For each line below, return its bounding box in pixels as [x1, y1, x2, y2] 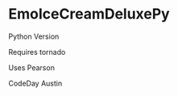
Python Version [8, 31, 60, 41]
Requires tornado [8, 47, 66, 56]
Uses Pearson [8, 62, 55, 73]
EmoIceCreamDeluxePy [8, 5, 171, 23]
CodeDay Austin [8, 78, 63, 88]
